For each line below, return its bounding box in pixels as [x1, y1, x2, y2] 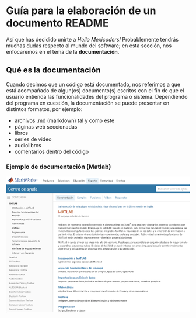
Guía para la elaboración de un [6, 4, 156, 18]
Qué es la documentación [6, 65, 101, 75]
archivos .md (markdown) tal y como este [14, 117, 115, 124]
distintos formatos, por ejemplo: [6, 105, 83, 112]
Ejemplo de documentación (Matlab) [6, 163, 111, 171]
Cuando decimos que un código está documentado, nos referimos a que [6, 81, 181, 88]
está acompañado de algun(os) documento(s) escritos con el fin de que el [6, 87, 184, 94]
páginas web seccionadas [14, 123, 78, 130]
